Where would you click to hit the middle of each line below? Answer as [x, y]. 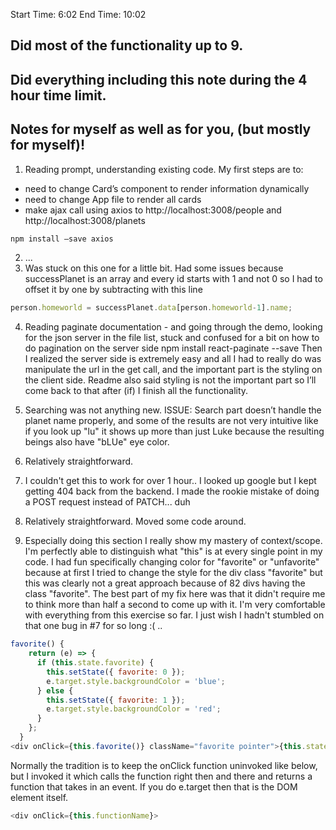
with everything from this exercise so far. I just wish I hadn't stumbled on [174, 615]
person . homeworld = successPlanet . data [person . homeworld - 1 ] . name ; [151, 308]
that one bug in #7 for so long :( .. [93, 626]
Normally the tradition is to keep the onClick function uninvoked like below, [164, 765]
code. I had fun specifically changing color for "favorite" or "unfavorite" [172, 562]
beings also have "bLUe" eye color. [97, 442]
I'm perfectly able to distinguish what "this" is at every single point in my [173, 551]
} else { [55, 690]
